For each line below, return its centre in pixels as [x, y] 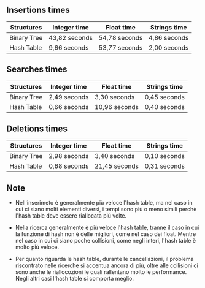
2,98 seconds [69, 156]
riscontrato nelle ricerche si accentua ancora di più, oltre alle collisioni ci [106, 265]
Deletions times [37, 129]
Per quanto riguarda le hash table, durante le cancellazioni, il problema [105, 259]
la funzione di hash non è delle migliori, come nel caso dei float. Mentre [106, 234]
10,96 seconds [117, 107]
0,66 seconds [69, 107]
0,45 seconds [165, 97]
